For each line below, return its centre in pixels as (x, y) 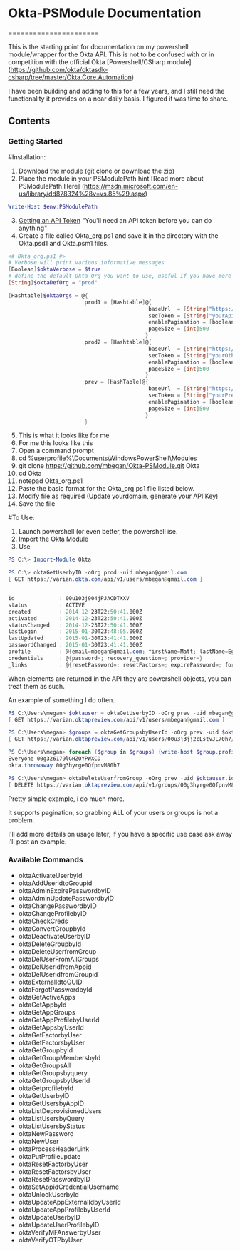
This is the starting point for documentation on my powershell (98, 46)
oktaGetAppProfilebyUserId (59, 1020)
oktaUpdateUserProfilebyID (59, 1225)
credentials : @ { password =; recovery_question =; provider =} (105, 658)
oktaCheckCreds (43, 921)
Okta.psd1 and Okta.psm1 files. (63, 243)
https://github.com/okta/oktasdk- (59, 69)
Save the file (37, 504)
